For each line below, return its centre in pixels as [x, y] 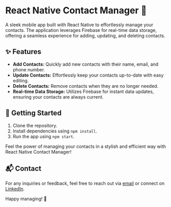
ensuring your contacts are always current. [58, 97]
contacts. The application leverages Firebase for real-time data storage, [81, 30]
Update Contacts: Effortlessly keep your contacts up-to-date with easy [88, 75]
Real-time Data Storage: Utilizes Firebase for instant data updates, [83, 91]
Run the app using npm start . [44, 136]
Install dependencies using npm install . [55, 131]
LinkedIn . [15, 189]
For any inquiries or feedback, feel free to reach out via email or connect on [85, 183]
